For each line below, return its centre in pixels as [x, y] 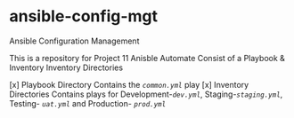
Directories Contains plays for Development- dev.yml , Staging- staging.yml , [146, 94]
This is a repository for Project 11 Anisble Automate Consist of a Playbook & [147, 58]
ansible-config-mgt [84, 16]
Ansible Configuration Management [74, 41]
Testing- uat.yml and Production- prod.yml [88, 103]
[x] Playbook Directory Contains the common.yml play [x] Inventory [129, 84]
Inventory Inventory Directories [66, 67]
